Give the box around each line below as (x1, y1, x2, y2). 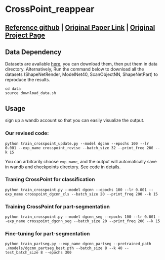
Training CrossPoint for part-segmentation (5, 203, 110, 210)
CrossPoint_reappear (5, 3, 95, 15)
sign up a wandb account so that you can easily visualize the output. (5, 118, 145, 124)
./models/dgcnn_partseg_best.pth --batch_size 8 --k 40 (5, 246, 123, 251)
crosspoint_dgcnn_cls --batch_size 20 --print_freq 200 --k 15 (25, 192, 158, 196)
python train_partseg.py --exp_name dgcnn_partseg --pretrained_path (5, 242, 152, 247)
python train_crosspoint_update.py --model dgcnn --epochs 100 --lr (5, 141, 149, 146)
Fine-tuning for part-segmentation (5, 230, 90, 237)
